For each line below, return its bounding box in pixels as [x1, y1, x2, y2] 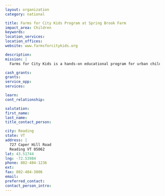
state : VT [5, 133, 26, 138]
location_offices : [5, 39, 43, 44]
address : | [5, 138, 27, 143]
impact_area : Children [5, 25, 52, 30]
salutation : [5, 106, 29, 111]
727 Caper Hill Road [9, 142, 52, 147]
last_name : [5, 115, 27, 120]
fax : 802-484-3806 [5, 170, 43, 174]
